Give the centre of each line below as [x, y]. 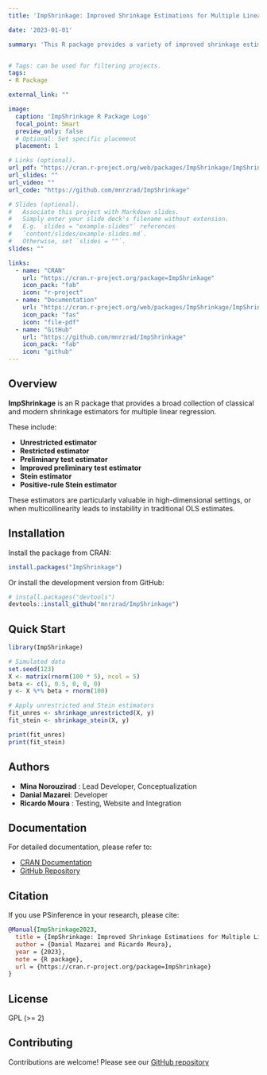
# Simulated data [37, 662]
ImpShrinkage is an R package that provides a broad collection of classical [131, 403]
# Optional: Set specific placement [76, 139]
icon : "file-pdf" [51, 322]
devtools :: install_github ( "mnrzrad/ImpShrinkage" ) [94, 604]
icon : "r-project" [53, 293]
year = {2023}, [41, 952]
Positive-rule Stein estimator [68, 484]
